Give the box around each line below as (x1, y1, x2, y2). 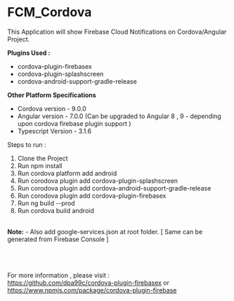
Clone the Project (17, 154, 68, 162)
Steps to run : (7, 140, 47, 148)
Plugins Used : (7, 49, 51, 57)
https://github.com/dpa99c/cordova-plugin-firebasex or (7, 278, 170, 287)
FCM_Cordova (7, 4, 92, 20)
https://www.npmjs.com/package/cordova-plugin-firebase (7, 286, 177, 294)
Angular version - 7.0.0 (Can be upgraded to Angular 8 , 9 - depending (17, 112, 221, 120)
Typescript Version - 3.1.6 (17, 127, 92, 135)
